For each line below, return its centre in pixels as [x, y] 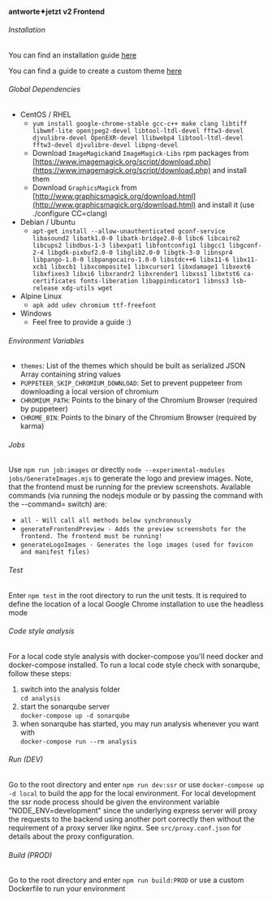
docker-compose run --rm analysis [78, 741]
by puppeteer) [44, 409]
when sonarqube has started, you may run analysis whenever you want [139, 723]
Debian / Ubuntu [47, 222]
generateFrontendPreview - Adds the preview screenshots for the [133, 529]
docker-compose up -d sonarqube [75, 716]
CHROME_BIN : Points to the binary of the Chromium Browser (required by [138, 417]
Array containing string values [71, 374]
